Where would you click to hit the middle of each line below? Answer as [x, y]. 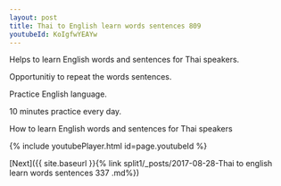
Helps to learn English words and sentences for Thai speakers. [124, 60]
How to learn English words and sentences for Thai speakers [121, 129]
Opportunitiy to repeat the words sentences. [91, 77]
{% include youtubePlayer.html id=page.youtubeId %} [108, 146]
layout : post [33, 17]
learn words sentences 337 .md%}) [74, 173]
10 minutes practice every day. [66, 112]
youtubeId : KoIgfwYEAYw [54, 34]
